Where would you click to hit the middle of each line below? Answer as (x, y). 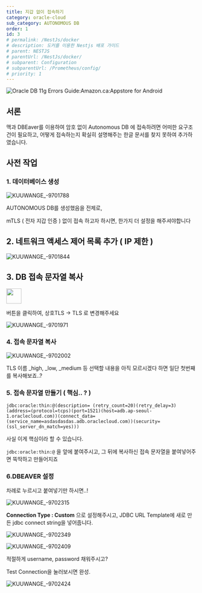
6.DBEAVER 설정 (30, 476)
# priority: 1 (24, 74)
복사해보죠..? (27, 375)
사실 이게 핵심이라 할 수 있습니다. (45, 438)
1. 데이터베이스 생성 (33, 182)
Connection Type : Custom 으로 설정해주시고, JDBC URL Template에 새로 (96, 515)
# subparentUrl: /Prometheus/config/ (54, 68)
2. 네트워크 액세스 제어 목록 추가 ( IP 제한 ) (80, 241)
